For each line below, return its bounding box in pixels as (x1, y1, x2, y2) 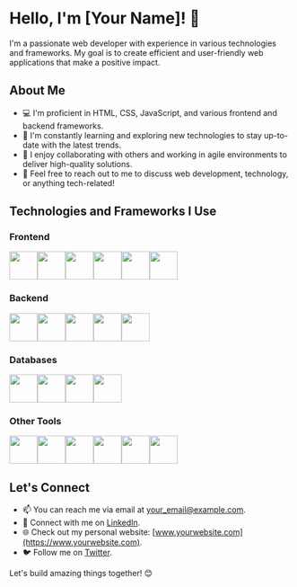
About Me (9, 83, 66, 98)
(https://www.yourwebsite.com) (22, 537, 141, 547)
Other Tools (9, 414, 62, 427)
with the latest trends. (40, 139, 122, 150)
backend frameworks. (22, 120, 104, 131)
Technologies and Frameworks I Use (9, 204, 217, 219)
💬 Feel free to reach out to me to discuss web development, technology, (22, 168, 289, 179)
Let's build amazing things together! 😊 (9, 568, 153, 579)
